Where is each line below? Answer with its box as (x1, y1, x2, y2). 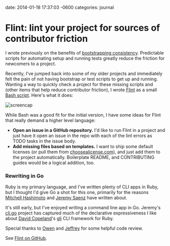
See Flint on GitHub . (5, 235, 47, 241)
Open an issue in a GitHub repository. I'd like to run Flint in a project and (12, 127, 165, 133)
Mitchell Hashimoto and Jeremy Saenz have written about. (5, 195, 128, 201)
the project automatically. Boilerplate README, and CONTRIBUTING (12, 154, 155, 160)
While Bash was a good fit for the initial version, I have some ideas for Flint (5, 112, 161, 118)
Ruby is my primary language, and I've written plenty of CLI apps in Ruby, (5, 184, 159, 190)
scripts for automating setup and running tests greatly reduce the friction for (5, 55, 165, 61)
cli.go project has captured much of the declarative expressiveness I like (5, 210, 157, 216)
